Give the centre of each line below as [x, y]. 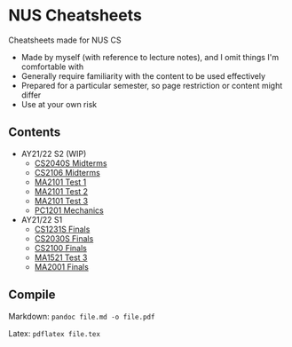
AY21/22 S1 [42, 219]
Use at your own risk [59, 104]
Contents [35, 133]
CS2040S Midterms [71, 163]
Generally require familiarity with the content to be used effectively [143, 75]
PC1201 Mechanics [69, 210]
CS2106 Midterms [67, 172]
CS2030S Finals [64, 238]
